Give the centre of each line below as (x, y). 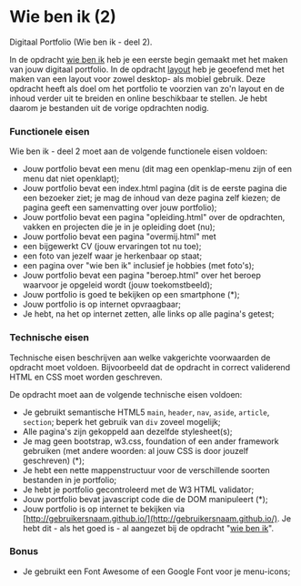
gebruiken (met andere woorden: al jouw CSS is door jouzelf (135, 450)
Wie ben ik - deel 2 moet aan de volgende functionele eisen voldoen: (139, 151)
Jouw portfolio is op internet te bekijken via (103, 509)
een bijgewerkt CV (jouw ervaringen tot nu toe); (112, 247)
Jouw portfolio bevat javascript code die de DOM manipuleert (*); (145, 499)
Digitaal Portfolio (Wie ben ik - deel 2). (81, 42)
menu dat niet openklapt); (71, 178)
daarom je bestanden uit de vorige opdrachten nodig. (109, 107)
